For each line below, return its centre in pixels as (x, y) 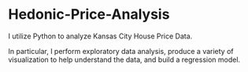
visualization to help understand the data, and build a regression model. (124, 59)
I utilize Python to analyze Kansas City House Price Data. (100, 36)
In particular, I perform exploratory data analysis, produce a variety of (121, 51)
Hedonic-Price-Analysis (89, 14)
